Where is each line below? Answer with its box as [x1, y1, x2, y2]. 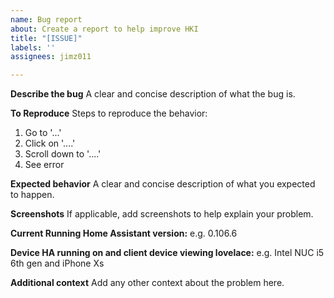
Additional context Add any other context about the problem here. [10, 277, 285, 289]
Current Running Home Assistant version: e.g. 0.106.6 [10, 227, 238, 240]
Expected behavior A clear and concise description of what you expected [10, 178, 316, 190]
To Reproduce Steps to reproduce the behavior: [10, 107, 208, 120]
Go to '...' [24, 127, 62, 139]
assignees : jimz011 [10, 52, 92, 62]
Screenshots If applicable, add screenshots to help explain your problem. [10, 208, 314, 220]
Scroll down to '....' [24, 148, 102, 160]
